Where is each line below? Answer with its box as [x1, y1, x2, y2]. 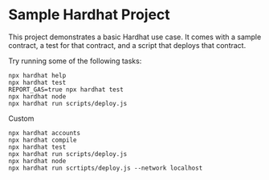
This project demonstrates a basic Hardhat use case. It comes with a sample [8, 32, 262, 42]
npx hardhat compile [8, 136, 78, 144]
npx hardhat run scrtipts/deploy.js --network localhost [8, 164, 203, 172]
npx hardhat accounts [8, 129, 81, 137]
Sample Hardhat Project [8, 6, 170, 24]
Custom [8, 114, 35, 123]
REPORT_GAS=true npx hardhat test [8, 86, 124, 94]
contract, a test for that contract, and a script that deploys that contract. [8, 40, 247, 50]
